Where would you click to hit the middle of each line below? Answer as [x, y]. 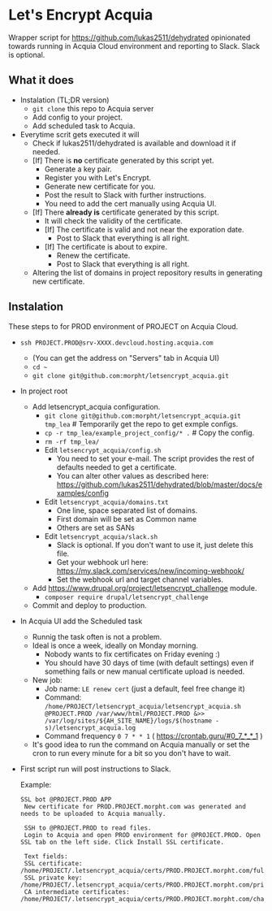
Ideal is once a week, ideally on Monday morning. [115, 645]
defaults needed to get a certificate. [117, 467]
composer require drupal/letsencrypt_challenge [126, 597]
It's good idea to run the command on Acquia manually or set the [141, 744]
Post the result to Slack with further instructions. [125, 195]
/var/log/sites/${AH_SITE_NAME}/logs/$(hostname [128, 721]
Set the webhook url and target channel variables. [140, 579]
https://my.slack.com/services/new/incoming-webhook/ [151, 570]
